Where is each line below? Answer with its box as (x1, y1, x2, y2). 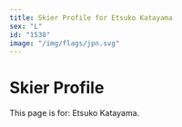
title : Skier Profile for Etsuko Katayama (9, 13, 173, 23)
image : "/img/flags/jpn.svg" (9, 38, 120, 48)
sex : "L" (9, 22, 43, 31)
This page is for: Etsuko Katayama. (9, 108, 140, 119)
